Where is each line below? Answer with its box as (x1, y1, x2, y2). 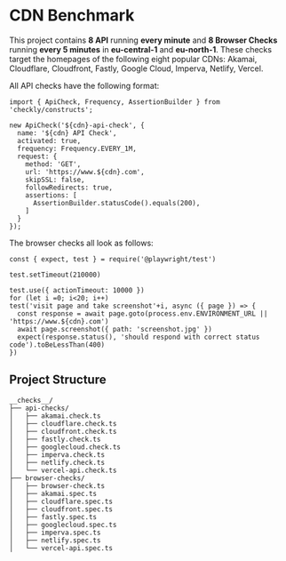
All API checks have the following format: (9, 80, 160, 91)
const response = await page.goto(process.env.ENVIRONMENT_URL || (17, 309, 268, 318)
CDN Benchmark (9, 5, 135, 26)
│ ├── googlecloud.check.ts (9, 442, 122, 452)
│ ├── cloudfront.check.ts (9, 427, 117, 436)
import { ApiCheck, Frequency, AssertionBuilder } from (9, 97, 220, 107)
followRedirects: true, (25, 183, 114, 192)
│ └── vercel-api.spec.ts (9, 543, 114, 552)
